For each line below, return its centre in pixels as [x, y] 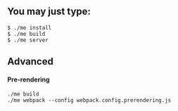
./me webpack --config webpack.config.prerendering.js [89, 100]
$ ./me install [30, 27]
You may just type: [49, 12]
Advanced [31, 61]
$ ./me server [28, 40]
